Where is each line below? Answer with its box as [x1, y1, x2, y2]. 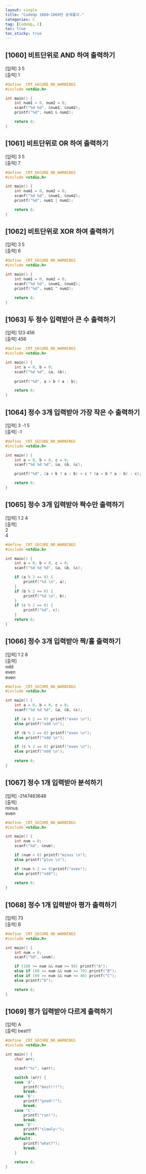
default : [14, 1136, 33, 1142]
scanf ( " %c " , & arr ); [14, 1065, 56, 1071]
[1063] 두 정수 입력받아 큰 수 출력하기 [5, 315, 116, 324]
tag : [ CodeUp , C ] [5, 21, 42, 27]
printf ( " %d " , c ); [23, 608, 60, 613]
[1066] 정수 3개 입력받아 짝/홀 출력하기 [5, 637, 121, 646]
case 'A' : [14, 1080, 35, 1085]
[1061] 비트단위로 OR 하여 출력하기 [5, 139, 108, 148]
